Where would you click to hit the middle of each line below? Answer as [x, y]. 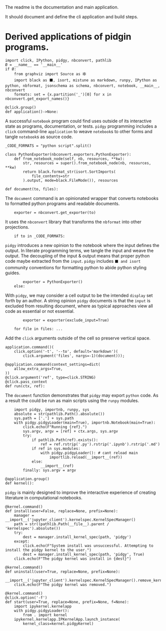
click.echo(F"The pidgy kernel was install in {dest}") [73, 559]
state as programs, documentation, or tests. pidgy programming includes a [81, 126]
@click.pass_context [26, 382]
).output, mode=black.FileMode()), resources [71, 180]
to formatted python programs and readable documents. [62, 203]
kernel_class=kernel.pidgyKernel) [58, 624]
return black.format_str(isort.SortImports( [69, 172]
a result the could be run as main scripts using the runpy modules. [72, 400]
